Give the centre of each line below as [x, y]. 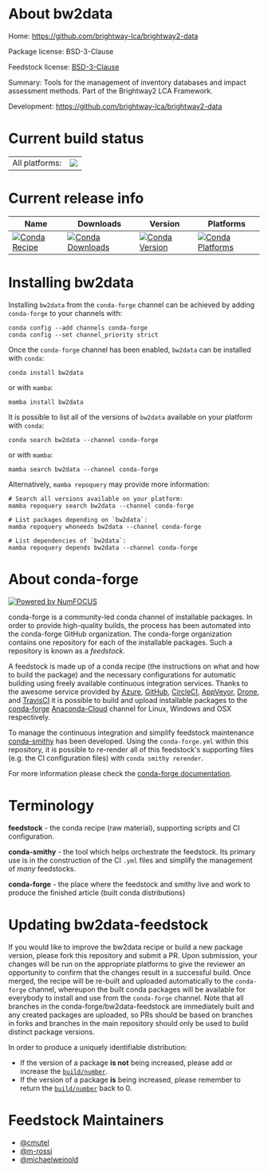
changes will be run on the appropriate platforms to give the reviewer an [127, 964]
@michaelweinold [49, 1159]
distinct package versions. [51, 1032]
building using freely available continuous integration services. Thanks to [128, 683]
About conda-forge [73, 579]
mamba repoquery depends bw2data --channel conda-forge [103, 547]
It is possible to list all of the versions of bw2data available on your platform [130, 416]
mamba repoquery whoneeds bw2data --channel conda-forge [105, 527]
